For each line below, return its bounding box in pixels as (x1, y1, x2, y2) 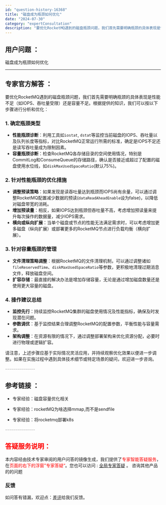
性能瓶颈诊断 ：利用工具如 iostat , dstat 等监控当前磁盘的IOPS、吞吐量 (12, 132, 153, 138)
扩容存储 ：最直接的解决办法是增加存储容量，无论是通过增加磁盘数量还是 (12, 276, 160, 282)
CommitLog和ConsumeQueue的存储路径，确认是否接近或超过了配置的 (12, 157, 156, 163)
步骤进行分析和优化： (5, 106, 48, 112)
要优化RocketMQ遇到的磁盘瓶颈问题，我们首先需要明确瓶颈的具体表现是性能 (5, 94, 161, 100)
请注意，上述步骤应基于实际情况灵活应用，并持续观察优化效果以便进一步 (5, 350, 152, 355)
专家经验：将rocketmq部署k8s (12, 416, 74, 422)
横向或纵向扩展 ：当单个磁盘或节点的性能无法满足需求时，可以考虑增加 (12, 220, 156, 226)
